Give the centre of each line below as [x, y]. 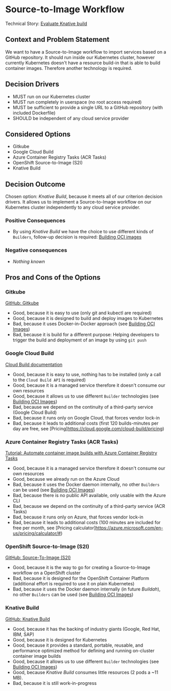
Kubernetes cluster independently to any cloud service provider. [73, 207]
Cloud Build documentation [34, 364]
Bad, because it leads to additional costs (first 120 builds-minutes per [86, 423]
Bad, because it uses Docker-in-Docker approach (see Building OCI [84, 324]
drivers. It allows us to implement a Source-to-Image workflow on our [78, 202]
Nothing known [29, 261]
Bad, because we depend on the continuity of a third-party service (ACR [89, 506]
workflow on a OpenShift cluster [46, 573]
